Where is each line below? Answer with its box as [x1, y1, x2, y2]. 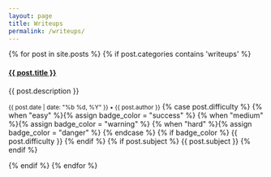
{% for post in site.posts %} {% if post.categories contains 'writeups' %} [8, 50, 252, 59]
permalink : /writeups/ [8, 27, 85, 35]
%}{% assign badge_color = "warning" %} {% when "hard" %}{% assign [8, 119, 252, 128]
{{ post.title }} [8, 67, 57, 77]
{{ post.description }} [8, 86, 80, 96]
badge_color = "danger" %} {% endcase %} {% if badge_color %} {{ [8, 127, 238, 137]
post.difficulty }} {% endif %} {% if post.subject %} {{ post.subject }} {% [8, 136, 252, 146]
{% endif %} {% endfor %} [8, 160, 98, 171]
